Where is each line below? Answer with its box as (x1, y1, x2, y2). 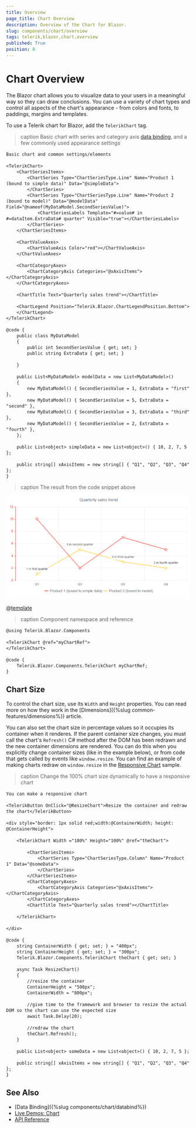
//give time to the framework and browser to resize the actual (27, 1002, 187, 1007)
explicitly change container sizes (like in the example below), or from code (6, 749, 185, 756)
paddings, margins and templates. (6, 110, 88, 117)
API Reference (14, 1116, 50, 1123)
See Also (6, 1088, 39, 1098)
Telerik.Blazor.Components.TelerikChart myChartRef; (16, 663, 148, 669)
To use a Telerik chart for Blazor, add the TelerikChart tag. (6, 122, 148, 129)
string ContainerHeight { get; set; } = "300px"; (16, 949, 140, 955)
